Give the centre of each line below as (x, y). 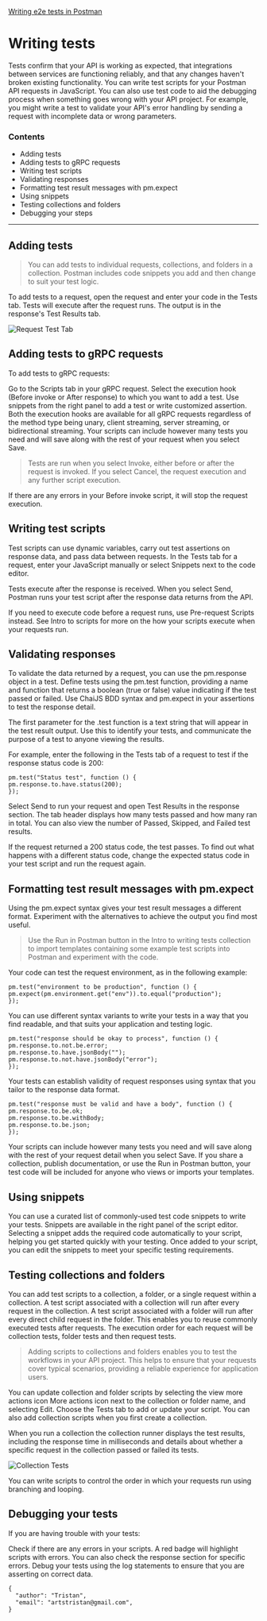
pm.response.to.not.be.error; (58, 1046)
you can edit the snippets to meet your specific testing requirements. (121, 1250)
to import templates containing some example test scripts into (129, 949)
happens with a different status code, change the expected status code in (129, 855)
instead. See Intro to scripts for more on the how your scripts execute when (132, 621)
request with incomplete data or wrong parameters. (93, 116)
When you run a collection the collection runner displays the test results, (127, 1433)
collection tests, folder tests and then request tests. (92, 1336)
